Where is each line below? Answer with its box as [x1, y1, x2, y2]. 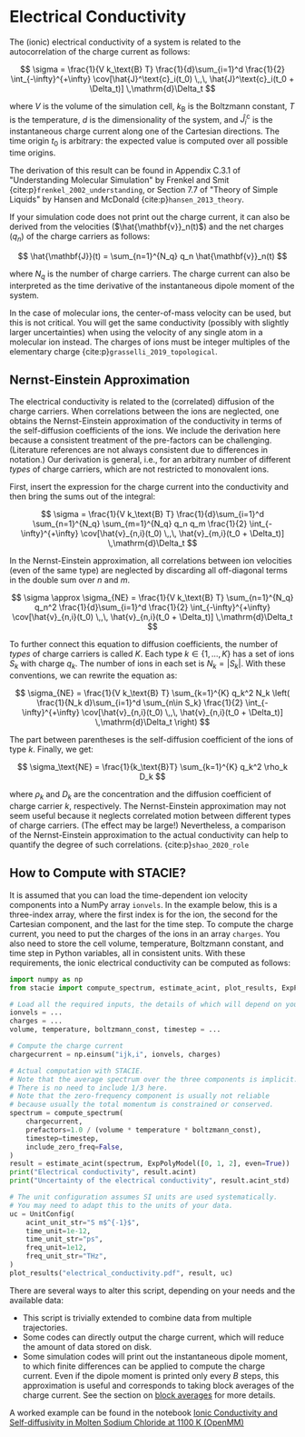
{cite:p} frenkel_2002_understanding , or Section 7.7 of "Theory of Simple [9, 184, 279, 195]
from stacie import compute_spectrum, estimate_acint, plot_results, [9, 983, 279, 993]
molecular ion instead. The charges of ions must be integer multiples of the [9, 336, 290, 347]
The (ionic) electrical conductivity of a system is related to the [9, 36, 241, 47]
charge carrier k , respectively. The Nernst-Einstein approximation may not [9, 800, 287, 811]
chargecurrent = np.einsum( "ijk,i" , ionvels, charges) [9, 1050, 221, 1059]
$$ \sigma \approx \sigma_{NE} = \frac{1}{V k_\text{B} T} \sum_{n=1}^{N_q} [11, 593, 294, 604]
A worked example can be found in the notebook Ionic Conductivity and [9, 1407, 279, 1418]
